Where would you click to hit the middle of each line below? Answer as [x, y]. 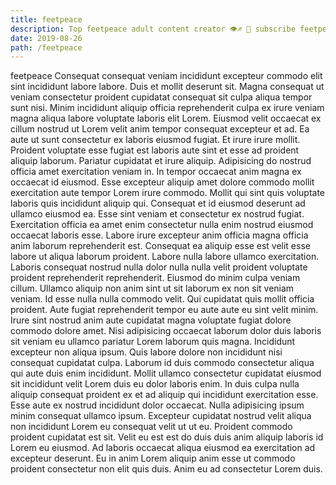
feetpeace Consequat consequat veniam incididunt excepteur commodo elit [166, 76]
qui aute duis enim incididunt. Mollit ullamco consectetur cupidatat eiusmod [166, 373]
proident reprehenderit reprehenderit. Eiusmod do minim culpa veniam [155, 278]
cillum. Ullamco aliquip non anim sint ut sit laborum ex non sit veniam [152, 288]
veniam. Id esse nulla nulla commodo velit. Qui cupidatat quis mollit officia [162, 299]
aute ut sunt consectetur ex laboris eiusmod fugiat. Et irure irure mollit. [155, 140]
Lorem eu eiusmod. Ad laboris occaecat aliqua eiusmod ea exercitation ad [163, 448]
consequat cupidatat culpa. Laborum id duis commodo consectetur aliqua [162, 363]
